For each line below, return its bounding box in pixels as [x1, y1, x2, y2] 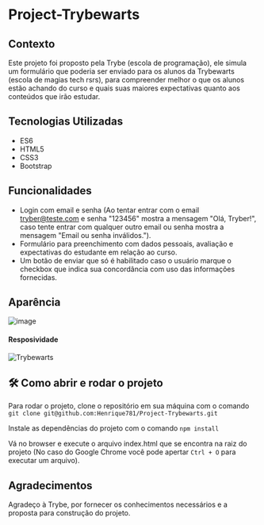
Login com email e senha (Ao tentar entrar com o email [19, 205, 200, 215]
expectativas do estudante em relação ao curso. [19, 247, 178, 257]
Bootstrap [19, 161, 52, 171]
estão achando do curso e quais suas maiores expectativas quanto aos [8, 83, 240, 93]
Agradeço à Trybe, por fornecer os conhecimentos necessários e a [8, 500, 228, 509]
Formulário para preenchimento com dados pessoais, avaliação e [19, 239, 234, 248]
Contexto [8, 37, 55, 51]
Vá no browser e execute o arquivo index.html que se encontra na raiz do [8, 439, 247, 449]
